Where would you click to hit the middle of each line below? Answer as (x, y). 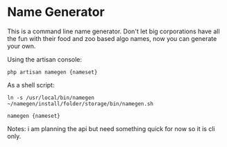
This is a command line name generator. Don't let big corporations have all (113, 31)
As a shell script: (31, 85)
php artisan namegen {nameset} (52, 72)
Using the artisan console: (44, 59)
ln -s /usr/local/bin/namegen (51, 98)
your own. (22, 46)
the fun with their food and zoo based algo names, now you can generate (112, 38)
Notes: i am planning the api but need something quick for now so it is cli (111, 128)
